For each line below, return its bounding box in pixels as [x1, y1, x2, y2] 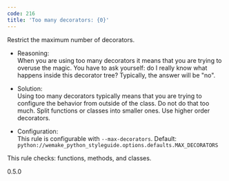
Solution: [17, 84, 43, 93]
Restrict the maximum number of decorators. [7, 35, 135, 44]
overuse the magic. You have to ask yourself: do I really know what [17, 64, 208, 72]
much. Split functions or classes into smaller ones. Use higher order [17, 106, 210, 115]
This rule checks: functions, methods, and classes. [7, 153, 152, 162]
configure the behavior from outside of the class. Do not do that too [17, 99, 210, 107]
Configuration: [17, 127, 59, 135]
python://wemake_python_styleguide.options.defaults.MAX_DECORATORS [17, 142, 219, 149]
